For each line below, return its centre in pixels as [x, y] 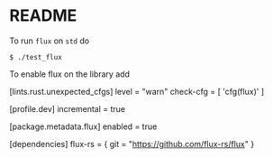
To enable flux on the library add [70, 74]
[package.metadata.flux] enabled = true [83, 126]
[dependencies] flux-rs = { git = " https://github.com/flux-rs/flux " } [132, 144]
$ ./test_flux [36, 57]
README [43, 16]
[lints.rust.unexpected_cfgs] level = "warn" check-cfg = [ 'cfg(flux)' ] [137, 91]
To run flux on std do [50, 41]
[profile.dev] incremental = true [68, 108]
